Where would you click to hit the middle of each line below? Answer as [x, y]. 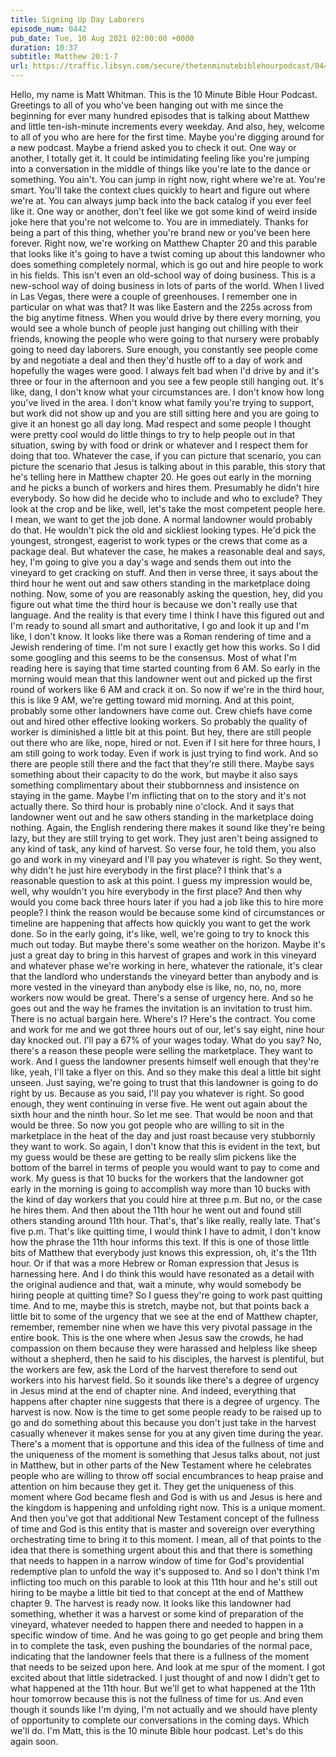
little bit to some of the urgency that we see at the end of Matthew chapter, [164, 1316]
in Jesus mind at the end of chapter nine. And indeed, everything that [153, 1390]
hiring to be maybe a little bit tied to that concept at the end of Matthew [157, 1592]
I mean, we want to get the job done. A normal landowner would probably [161, 519]
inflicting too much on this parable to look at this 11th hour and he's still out [164, 1582]
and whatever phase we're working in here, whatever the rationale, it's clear [166, 965]
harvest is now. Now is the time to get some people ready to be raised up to [166, 1412]
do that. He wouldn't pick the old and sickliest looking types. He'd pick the [163, 530]
